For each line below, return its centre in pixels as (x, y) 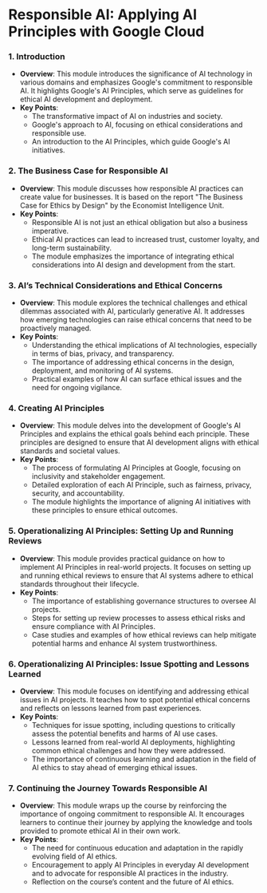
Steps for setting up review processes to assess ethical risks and (138, 618)
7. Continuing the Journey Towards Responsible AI (108, 788)
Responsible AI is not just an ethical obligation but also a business (140, 222)
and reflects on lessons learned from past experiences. (110, 708)
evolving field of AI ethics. (75, 856)
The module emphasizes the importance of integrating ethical (133, 256)
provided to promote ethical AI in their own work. (100, 831)
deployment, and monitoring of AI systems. (102, 371)
